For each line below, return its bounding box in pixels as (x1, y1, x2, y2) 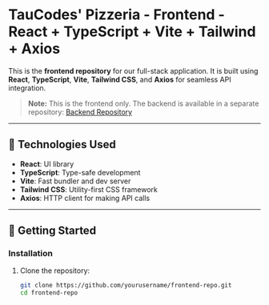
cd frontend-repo (19, 289, 78, 297)
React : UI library (19, 159, 74, 169)
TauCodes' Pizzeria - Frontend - (8, 6, 226, 24)
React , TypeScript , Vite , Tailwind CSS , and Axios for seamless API (8, 74, 231, 84)
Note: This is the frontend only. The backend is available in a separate (27, 98, 259, 108)
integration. (8, 82, 46, 93)
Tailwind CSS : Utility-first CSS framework (19, 184, 158, 194)
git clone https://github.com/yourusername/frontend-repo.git (19, 282, 232, 290)
